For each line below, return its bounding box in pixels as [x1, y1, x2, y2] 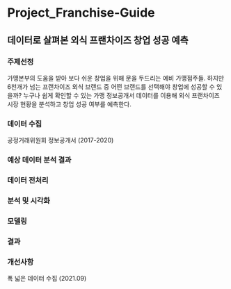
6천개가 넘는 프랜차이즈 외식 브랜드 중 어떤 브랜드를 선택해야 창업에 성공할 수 [7, 82, 216, 91]
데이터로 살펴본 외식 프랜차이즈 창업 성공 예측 [7, 34, 189, 46]
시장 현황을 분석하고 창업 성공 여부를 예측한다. [7, 99, 132, 108]
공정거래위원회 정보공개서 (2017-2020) [7, 136, 114, 144]
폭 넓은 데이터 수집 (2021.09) [7, 274, 87, 283]
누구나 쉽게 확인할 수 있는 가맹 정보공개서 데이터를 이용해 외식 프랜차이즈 [23, 91, 221, 99]
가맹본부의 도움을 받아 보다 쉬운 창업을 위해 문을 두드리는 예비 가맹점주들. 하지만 [7, 74, 225, 82]
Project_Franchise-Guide [7, 5, 155, 21]
